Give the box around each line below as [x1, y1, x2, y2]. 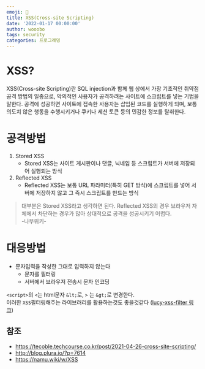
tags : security [6, 32, 45, 38]
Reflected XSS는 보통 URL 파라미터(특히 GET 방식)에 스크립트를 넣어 [24, 181, 190, 189]
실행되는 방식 [31, 167, 62, 175]
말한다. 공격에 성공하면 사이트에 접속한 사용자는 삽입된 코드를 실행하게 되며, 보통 [6, 100, 198, 107]
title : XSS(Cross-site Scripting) [6, 15, 95, 21]
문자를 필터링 [24, 270, 56, 278]
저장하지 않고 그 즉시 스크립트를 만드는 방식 [35, 189, 139, 196]
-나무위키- [21, 217, 47, 224]
